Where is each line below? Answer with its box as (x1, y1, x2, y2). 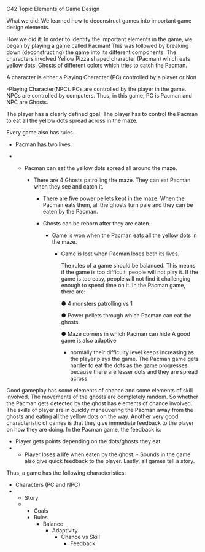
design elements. (6, 24, 50, 31)
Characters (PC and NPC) (15, 481, 81, 488)
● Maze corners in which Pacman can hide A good (61, 330, 190, 337)
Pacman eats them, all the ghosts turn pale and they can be (42, 201, 193, 208)
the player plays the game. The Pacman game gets (70, 356, 199, 362)
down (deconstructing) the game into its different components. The (6, 49, 177, 56)
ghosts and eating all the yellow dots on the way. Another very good (6, 413, 179, 420)
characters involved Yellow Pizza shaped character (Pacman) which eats (6, 55, 190, 62)
